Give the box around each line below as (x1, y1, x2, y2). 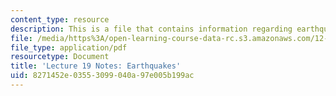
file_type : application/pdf (10, 42, 128, 53)
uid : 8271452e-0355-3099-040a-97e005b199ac (10, 71, 195, 81)
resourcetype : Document (10, 52, 110, 62)
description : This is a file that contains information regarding (10, 24, 293, 34)
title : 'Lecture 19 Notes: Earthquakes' (10, 61, 182, 71)
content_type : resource (10, 14, 110, 25)
